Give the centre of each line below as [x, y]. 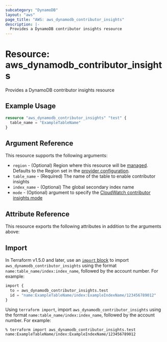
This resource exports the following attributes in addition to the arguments [83, 226]
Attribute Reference [38, 214]
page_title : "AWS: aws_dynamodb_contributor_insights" [65, 19]
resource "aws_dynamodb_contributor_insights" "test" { [66, 118]
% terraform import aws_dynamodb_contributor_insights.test [71, 330]
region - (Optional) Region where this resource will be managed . [80, 165]
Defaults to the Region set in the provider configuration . [71, 171]
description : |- [22, 24]
